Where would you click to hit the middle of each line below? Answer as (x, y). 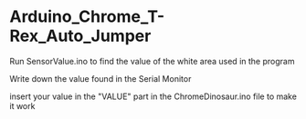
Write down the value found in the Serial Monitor (100, 78)
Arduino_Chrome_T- (87, 17)
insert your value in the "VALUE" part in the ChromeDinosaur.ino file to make (153, 96)
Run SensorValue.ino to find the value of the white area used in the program (152, 61)
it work (22, 105)
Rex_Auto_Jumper (80, 36)
